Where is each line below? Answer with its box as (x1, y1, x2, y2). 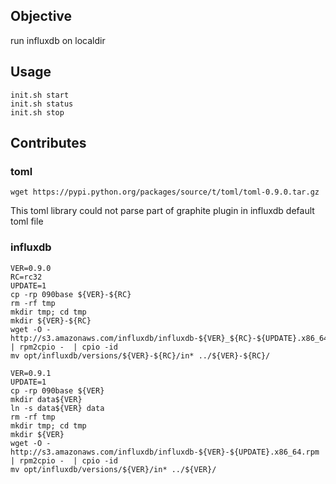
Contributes (10, 135, 87, 152)
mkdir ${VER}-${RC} (10, 315, 92, 326)
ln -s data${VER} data (10, 403, 105, 413)
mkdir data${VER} (10, 394, 83, 404)
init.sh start (10, 90, 70, 100)
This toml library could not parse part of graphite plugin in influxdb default (10, 205, 315, 217)
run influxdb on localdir (10, 34, 106, 46)
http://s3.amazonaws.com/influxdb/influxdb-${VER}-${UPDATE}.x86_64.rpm (10, 447, 320, 457)
